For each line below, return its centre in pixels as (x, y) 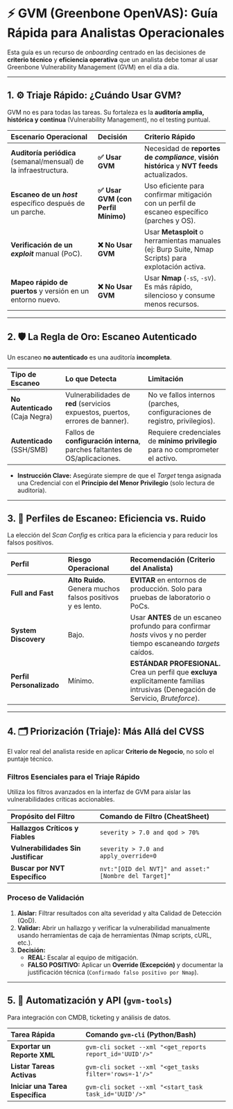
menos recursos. (172, 304)
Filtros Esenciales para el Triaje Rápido (74, 777)
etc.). (25, 942)
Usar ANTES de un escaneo (176, 617)
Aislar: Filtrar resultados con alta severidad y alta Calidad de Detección (119, 913)
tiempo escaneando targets (175, 644)
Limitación (166, 378)
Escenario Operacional (49, 136)
